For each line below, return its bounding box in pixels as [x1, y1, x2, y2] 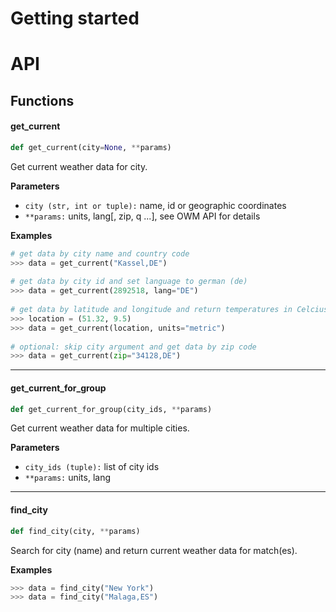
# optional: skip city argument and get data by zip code [10, 342, 257, 352]
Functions [10, 92, 75, 109]
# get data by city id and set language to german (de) [10, 277, 248, 287]
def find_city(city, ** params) [10, 526, 141, 536]
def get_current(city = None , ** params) [10, 142, 172, 152]
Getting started [10, 7, 140, 30]
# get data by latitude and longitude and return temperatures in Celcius [10, 305, 329, 315]
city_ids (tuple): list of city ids [24, 461, 160, 473]
